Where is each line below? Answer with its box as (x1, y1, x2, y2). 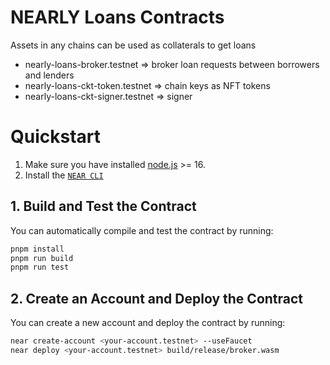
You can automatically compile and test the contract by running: (10, 224, 274, 236)
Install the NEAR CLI (24, 169, 104, 181)
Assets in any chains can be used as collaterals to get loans (10, 39, 257, 51)
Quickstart (10, 126, 102, 148)
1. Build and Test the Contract (10, 198, 197, 215)
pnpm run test (10, 262, 70, 273)
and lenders (24, 69, 75, 81)
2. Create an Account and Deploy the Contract (10, 290, 304, 307)
